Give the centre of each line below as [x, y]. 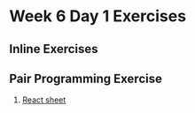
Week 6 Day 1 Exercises [98, 16]
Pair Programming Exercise [86, 78]
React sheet [44, 100]
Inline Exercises [54, 49]
